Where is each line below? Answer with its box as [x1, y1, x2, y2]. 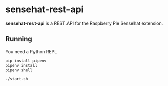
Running [5, 35, 33, 44]
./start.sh [5, 77, 28, 82]
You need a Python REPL [5, 48, 57, 54]
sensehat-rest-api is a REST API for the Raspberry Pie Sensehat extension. [5, 20, 163, 26]
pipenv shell [5, 67, 33, 73]
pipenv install [5, 63, 38, 68]
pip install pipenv [5, 58, 47, 63]
